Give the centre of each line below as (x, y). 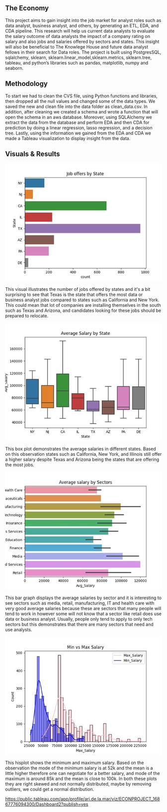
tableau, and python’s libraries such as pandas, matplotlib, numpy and (77, 62)
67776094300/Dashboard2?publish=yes (47, 805)
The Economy (27, 8)
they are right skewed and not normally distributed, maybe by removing (78, 784)
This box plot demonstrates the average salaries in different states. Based (81, 449)
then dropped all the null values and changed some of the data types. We (80, 101)
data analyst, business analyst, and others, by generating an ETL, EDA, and (82, 25)
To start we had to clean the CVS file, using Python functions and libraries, (82, 96)
